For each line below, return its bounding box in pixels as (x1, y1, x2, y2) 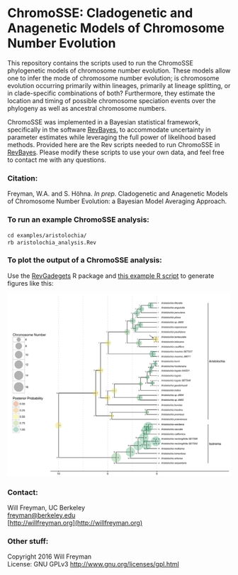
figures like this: (7, 279, 54, 287)
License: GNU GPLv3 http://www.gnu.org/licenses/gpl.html (7, 560, 179, 569)
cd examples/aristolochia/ (7, 232, 87, 239)
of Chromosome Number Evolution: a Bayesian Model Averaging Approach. (7, 197, 227, 205)
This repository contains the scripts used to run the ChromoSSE (7, 58, 193, 67)
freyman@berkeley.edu (7, 511, 76, 520)
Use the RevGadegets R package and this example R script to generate (7, 272, 215, 280)
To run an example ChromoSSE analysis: (7, 215, 150, 225)
